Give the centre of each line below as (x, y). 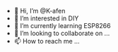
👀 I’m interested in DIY (46, 18)
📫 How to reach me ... (47, 41)
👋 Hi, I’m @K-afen (40, 11)
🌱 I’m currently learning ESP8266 (62, 26)
